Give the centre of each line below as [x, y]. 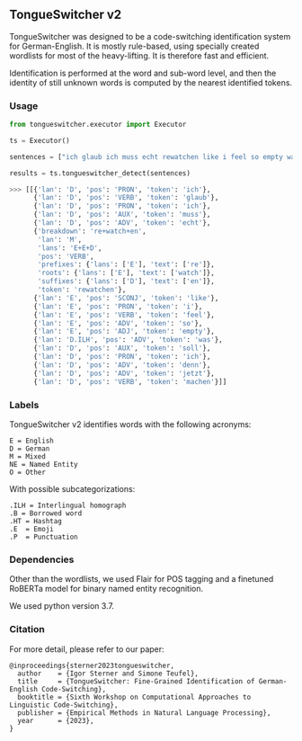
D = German [30, 449]
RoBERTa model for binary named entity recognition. [107, 589]
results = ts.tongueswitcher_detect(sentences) [100, 173]
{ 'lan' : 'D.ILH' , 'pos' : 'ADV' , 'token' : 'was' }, [128, 340]
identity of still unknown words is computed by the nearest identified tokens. [151, 82]
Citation [27, 629]
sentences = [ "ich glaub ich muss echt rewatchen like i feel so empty [146, 156]
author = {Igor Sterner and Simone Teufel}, [108, 674]
